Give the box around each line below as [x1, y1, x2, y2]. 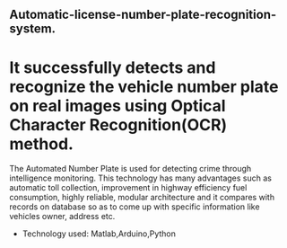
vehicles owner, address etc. [9, 211, 116, 222]
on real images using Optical [9, 95, 226, 116]
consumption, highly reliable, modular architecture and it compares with [9, 192, 275, 203]
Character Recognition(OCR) [9, 114, 228, 135]
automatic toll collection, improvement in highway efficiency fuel [9, 182, 248, 193]
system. [9, 22, 57, 37]
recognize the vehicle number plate [9, 76, 279, 97]
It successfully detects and [9, 58, 216, 77]
